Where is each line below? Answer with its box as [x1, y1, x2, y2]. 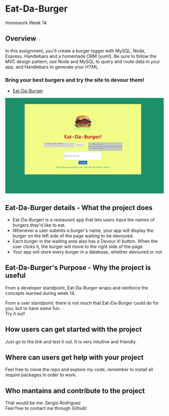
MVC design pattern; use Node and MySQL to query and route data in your [5, 58, 160, 65]
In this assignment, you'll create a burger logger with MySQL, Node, [5, 47, 146, 53]
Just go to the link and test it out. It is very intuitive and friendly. [5, 338, 137, 344]
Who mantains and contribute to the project [5, 386, 145, 395]
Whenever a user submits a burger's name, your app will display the [12, 227, 154, 233]
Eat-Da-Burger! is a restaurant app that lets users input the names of [12, 217, 155, 223]
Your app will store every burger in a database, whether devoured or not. [12, 249, 163, 255]
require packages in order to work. [5, 372, 77, 378]
